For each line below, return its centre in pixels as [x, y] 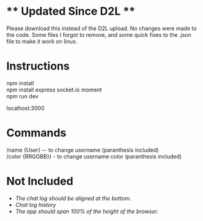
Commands [36, 133]
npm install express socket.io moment [54, 90]
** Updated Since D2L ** [71, 11]
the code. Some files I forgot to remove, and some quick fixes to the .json [99, 34]
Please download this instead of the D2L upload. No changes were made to [102, 28]
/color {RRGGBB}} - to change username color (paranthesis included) [94, 156]
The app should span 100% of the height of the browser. [86, 211]
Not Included [40, 181]
